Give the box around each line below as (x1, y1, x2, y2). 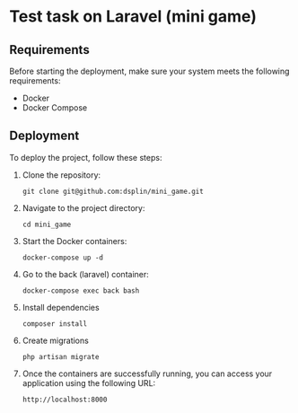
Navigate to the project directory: (22, 202, 145, 213)
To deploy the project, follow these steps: (9, 152, 162, 163)
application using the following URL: (22, 377, 156, 388)
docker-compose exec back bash (22, 286, 140, 295)
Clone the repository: (22, 169, 101, 180)
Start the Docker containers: (22, 235, 127, 246)
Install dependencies (22, 302, 101, 312)
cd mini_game (22, 220, 72, 229)
